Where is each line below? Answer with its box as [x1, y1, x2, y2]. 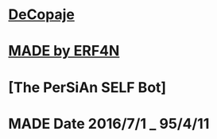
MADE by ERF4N [8, 42, 120, 60]
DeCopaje [8, 6, 76, 24]
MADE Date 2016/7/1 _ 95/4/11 [8, 114, 210, 133]
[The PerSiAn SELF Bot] [8, 78, 167, 96]
